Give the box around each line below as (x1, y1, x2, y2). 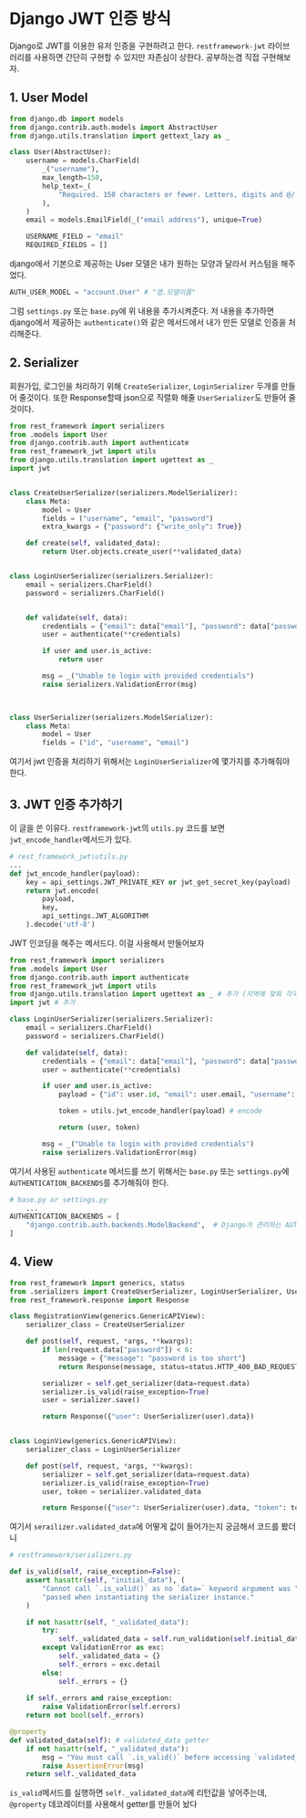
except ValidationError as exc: (42, 1643, 166, 1652)
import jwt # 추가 (9, 998, 76, 1008)
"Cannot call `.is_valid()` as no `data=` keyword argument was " (42, 1584, 300, 1593)
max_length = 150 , (42, 173, 104, 182)
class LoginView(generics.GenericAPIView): (9, 1437, 178, 1446)
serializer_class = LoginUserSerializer (25, 1445, 181, 1455)
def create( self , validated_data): (25, 539, 161, 548)
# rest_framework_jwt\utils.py (9, 852, 128, 861)
